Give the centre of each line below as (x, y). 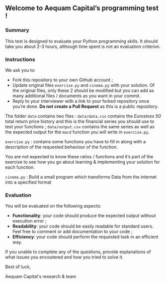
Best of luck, (18, 267)
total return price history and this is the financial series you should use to (80, 121)
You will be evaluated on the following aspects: (53, 206)
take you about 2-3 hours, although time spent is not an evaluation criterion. (83, 46)
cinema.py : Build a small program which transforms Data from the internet (81, 177)
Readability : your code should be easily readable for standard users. (83, 226)
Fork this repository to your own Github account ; (63, 80)
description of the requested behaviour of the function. (61, 147)
